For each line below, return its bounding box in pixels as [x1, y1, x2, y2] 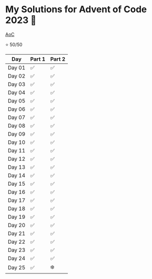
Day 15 [8, 180, 26, 187]
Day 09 [8, 130, 26, 137]
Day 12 [8, 155, 26, 162]
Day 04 [8, 89, 26, 96]
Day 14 [8, 172, 26, 179]
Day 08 [8, 122, 26, 129]
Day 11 [8, 147, 26, 154]
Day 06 [8, 106, 26, 113]
